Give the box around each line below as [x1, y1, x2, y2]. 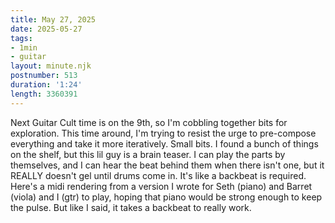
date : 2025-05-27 [10, 24, 83, 34]
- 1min [10, 42, 38, 53]
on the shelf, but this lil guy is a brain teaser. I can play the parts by [10, 148, 286, 160]
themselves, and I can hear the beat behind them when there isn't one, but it [10, 159, 325, 171]
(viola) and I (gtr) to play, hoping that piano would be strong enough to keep [10, 191, 323, 203]
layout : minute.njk [10, 61, 92, 71]
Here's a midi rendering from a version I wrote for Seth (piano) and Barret [10, 180, 313, 192]
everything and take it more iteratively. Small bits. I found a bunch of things [10, 137, 319, 150]
